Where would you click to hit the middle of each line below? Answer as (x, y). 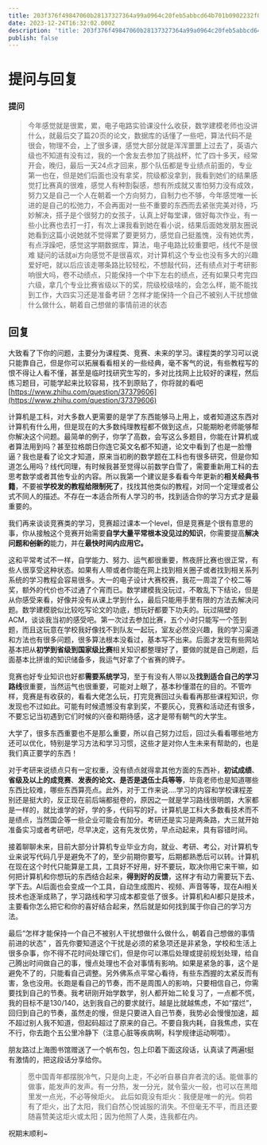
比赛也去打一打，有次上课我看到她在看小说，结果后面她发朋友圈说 (150, 225)
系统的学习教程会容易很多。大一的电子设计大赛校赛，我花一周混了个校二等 (130, 580)
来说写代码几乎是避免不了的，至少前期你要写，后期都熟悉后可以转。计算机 (137, 856)
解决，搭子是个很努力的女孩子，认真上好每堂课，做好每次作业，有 (143, 215)
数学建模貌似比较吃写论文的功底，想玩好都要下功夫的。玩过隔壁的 (130, 609)
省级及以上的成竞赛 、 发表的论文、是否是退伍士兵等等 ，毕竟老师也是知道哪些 (133, 780)
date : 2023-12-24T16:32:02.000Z (62, 23)
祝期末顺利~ (28, 1133)
